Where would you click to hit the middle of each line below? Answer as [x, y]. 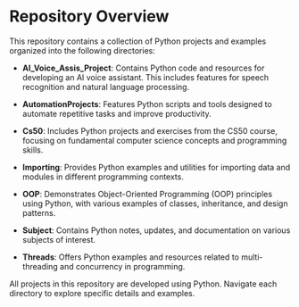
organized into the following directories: [83, 50]
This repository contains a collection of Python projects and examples [138, 41]
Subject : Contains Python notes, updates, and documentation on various [156, 230]
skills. [33, 150]
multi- [252, 257]
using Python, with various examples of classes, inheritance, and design [155, 203]
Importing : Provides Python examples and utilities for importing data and [156, 167]
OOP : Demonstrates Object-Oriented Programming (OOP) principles [147, 194]
